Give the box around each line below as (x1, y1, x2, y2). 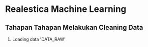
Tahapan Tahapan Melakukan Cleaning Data (5, 23, 144, 32)
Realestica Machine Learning (5, 3, 127, 15)
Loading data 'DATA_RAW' (12, 36, 66, 42)
